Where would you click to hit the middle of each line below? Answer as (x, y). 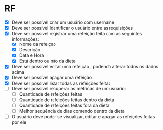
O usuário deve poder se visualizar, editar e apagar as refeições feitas (83, 116)
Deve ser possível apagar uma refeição (52, 78)
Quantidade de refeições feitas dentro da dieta (67, 100)
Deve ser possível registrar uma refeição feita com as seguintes (77, 34)
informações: (25, 39)
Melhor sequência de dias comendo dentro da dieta (72, 111)
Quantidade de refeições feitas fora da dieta (64, 105)
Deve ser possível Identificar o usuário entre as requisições (72, 28)
